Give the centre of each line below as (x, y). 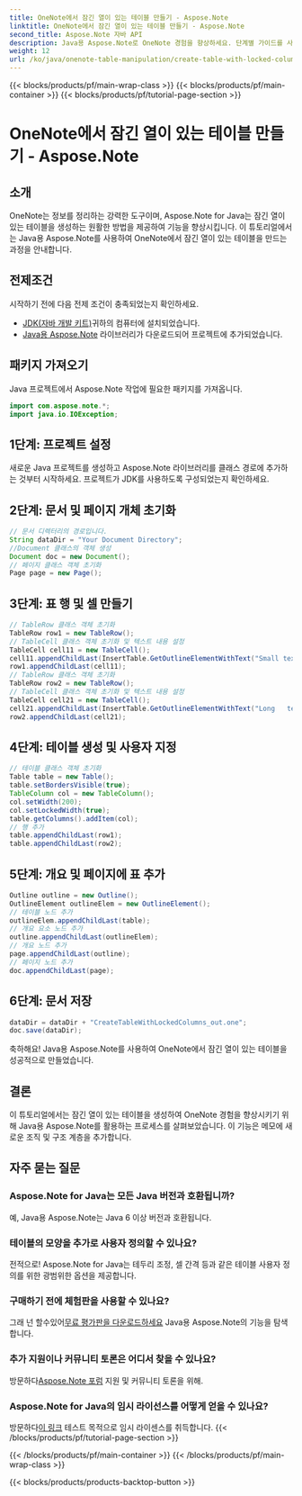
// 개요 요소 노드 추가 (46, 929)
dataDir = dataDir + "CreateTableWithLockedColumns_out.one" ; (128, 1023)
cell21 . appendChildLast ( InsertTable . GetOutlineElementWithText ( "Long (142, 708)
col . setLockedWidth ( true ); (60, 810)
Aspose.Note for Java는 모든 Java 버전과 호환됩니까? (122, 1196)
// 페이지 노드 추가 (41, 962)
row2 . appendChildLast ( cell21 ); (68, 716)
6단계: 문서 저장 (51, 1001)
